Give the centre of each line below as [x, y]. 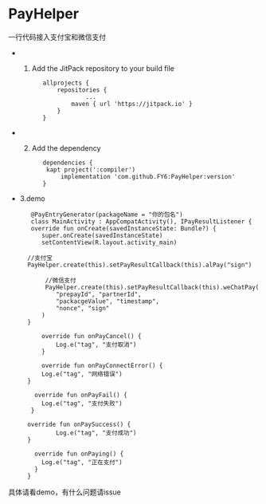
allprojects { [66, 83]
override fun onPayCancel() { [91, 336]
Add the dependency [66, 148]
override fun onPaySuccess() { [79, 424]
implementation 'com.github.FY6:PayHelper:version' [148, 176]
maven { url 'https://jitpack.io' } [132, 104]
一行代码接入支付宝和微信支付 [57, 37]
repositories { [82, 90]
